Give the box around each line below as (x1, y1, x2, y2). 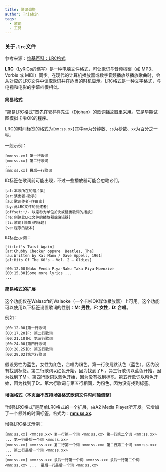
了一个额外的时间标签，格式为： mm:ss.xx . (5, 410, 93, 416)
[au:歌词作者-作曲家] (5, 199, 45, 204)
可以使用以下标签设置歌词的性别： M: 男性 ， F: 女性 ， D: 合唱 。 (5, 304, 131, 310)
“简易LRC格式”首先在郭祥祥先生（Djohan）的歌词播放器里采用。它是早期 (5, 109, 154, 115)
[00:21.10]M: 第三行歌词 (5, 336, 53, 341)
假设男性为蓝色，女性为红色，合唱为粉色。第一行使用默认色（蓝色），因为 (5, 361, 155, 367)
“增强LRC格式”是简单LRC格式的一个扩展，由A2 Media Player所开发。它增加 (5, 404, 160, 410)
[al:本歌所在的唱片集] (5, 188, 46, 193)
